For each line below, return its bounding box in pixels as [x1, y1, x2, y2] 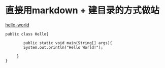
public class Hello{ [5, 31, 49, 37]
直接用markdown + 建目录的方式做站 [5, 5, 160, 16]
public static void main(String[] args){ [23, 40, 113, 46]
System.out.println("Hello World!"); [23, 45, 103, 50]
